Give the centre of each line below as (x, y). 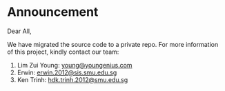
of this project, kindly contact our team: (63, 52)
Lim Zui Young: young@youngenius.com (75, 65)
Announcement (53, 12)
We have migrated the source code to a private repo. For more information (113, 44)
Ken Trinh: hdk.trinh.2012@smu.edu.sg (72, 79)
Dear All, (19, 31)
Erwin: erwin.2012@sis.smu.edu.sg (67, 72)
